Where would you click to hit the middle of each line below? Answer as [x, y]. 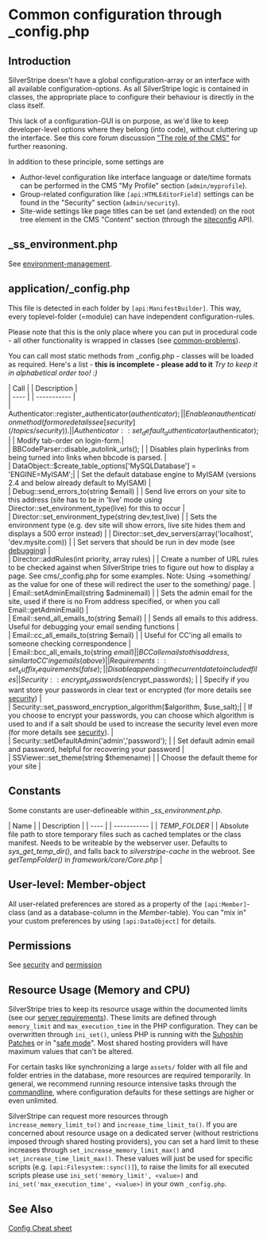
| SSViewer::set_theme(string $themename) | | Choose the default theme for [133, 758]
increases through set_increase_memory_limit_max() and [101, 1150]
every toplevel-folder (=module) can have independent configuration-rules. [132, 316]
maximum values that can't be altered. [71, 1051]
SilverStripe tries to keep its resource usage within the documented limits [128, 1009]
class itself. [27, 106]
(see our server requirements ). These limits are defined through [112, 1018]
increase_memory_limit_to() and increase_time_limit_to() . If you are [123, 1125]
